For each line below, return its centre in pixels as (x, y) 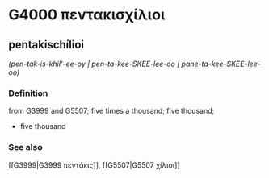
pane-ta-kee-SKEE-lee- (221, 64)
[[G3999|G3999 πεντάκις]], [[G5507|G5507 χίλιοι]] (94, 165)
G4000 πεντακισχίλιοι (87, 15)
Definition (28, 93)
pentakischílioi (46, 45)
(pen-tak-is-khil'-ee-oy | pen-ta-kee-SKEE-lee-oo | (94, 64)
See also (25, 147)
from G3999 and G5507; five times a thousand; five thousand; (111, 111)
